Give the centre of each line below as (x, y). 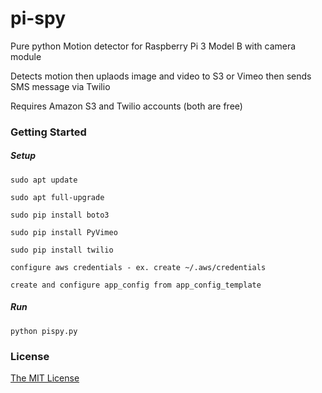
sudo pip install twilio (62, 250)
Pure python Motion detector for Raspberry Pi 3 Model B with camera (153, 46)
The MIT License (45, 378)
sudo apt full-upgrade (57, 197)
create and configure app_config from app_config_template (136, 285)
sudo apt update (44, 180)
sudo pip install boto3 (60, 215)
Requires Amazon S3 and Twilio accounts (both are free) (126, 106)
